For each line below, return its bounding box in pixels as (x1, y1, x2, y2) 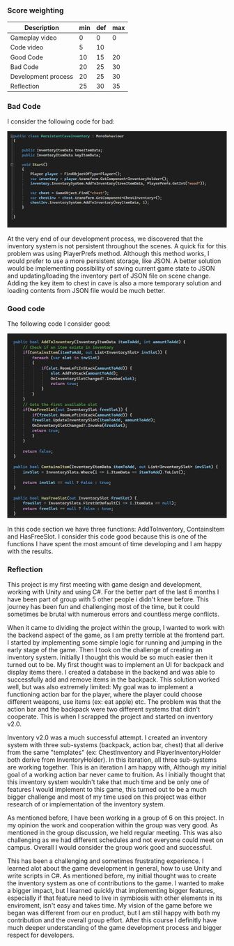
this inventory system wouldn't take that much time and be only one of (7, 778, 210, 786)
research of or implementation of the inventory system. (7, 800, 166, 808)
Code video (10, 43, 44, 52)
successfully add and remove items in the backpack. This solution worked (7, 675, 220, 684)
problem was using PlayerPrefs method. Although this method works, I (7, 250, 210, 258)
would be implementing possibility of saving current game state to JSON (7, 264, 215, 273)
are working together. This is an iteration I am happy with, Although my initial (7, 763, 227, 771)
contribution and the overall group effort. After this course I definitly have (7, 916, 217, 924)
